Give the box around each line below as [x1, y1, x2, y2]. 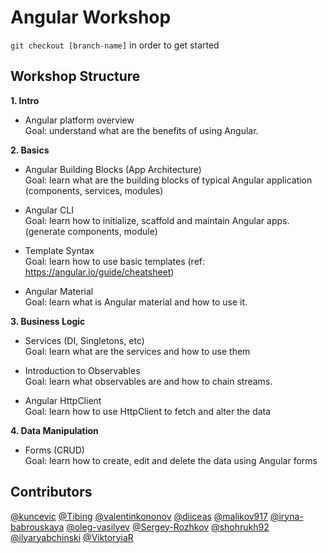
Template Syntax [24, 244, 95, 256]
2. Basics [10, 144, 50, 156]
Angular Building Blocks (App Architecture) [24, 163, 202, 175]
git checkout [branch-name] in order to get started [10, 39, 220, 51]
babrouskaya [10, 521, 65, 533]
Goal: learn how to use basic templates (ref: [24, 255, 206, 267]
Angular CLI [24, 204, 74, 216]
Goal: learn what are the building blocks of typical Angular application [24, 174, 313, 186]
